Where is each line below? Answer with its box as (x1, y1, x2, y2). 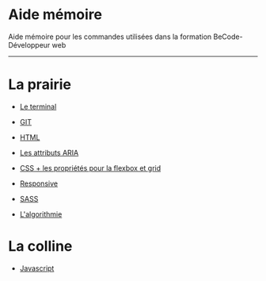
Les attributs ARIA (19, 148, 79, 157)
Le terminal (19, 102, 57, 111)
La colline (8, 237, 73, 256)
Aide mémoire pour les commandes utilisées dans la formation (8, 32, 212, 41)
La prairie (8, 75, 72, 94)
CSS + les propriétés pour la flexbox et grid (19, 163, 161, 172)
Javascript (19, 264, 55, 273)
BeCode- (213, 32, 243, 41)
